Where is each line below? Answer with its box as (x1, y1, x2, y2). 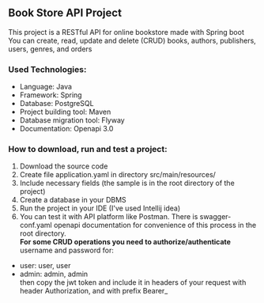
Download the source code (19, 161, 108, 171)
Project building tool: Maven (19, 107, 111, 117)
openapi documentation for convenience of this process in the (54, 221, 257, 230)
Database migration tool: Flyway (19, 116, 125, 125)
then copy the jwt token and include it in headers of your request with (19, 278, 247, 287)
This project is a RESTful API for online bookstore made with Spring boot (8, 27, 245, 36)
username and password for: (19, 245, 115, 256)
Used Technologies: (8, 63, 87, 74)
